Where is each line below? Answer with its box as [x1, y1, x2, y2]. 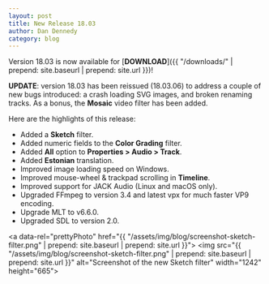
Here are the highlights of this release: [8, 114, 136, 124]
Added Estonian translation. [19, 156, 114, 166]
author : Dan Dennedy [8, 27, 79, 35]
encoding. [19, 199, 54, 209]
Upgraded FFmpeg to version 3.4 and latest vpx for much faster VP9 [19, 190, 250, 200]
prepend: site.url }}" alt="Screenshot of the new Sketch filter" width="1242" [8, 257, 262, 268]
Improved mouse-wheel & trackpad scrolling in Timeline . [19, 173, 211, 183]
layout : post [8, 11, 53, 20]
